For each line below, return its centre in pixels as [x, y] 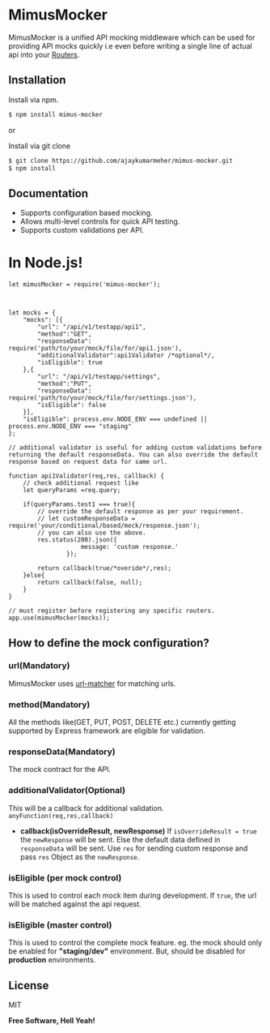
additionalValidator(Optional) [67, 791]
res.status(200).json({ [77, 540]
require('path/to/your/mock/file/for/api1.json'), [95, 349]
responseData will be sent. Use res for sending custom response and [134, 848]
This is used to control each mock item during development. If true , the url [133, 895]
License [29, 986]
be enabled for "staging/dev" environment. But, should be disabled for [127, 951]
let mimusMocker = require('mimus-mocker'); [84, 285]
